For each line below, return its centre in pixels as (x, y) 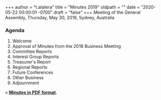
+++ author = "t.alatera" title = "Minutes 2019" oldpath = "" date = (73, 7)
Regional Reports (30, 67)
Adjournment (26, 83)
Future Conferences (33, 72)
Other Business (28, 78)
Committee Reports (32, 52)
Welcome (22, 41)
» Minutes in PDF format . (31, 93)
